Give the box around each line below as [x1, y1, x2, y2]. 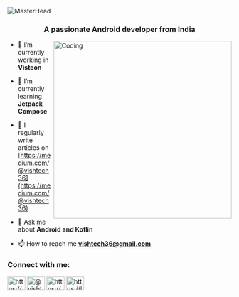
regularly [17, 129, 44, 137]
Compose [17, 107, 48, 116]
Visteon [17, 63, 42, 72]
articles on [17, 144, 49, 152]
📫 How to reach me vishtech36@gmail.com [17, 239, 152, 248]
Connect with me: [7, 260, 70, 270]
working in [17, 55, 49, 64]
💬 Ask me [17, 217, 46, 227]
